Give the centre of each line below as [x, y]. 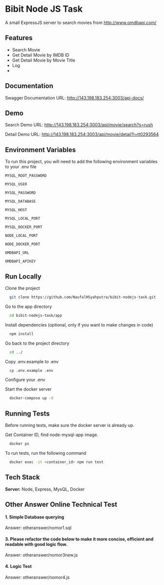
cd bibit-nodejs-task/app [36, 315]
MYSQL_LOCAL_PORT [23, 219]
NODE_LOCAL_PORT [21, 236]
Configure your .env [25, 380]
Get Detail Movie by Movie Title [44, 60]
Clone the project [22, 288]
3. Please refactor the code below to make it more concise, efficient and [79, 539]
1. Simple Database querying [35, 517]
